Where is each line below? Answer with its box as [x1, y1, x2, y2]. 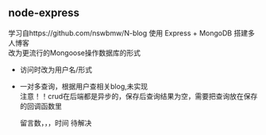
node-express [8, 6, 80, 20]
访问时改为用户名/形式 [19, 65, 93, 74]
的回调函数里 [19, 101, 62, 111]
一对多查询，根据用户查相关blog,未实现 [19, 81, 148, 91]
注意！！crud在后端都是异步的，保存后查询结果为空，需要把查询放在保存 [19, 91, 258, 101]
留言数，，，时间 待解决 [19, 118, 92, 127]
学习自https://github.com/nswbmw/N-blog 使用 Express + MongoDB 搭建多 [8, 28, 256, 38]
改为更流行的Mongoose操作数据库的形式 [8, 47, 141, 58]
